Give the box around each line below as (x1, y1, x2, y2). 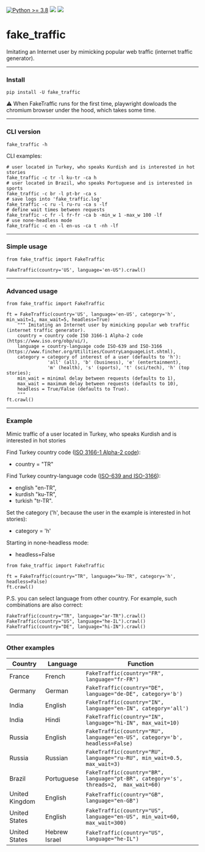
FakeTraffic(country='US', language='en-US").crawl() (6, 267, 146, 273)
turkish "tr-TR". (15, 497, 53, 505)
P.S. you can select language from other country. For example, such (6, 595, 178, 602)
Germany (9, 687, 36, 695)
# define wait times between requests (6, 206, 105, 213)
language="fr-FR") (85, 676, 139, 683)
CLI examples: (6, 152, 43, 159)
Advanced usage (6, 287, 58, 295)
